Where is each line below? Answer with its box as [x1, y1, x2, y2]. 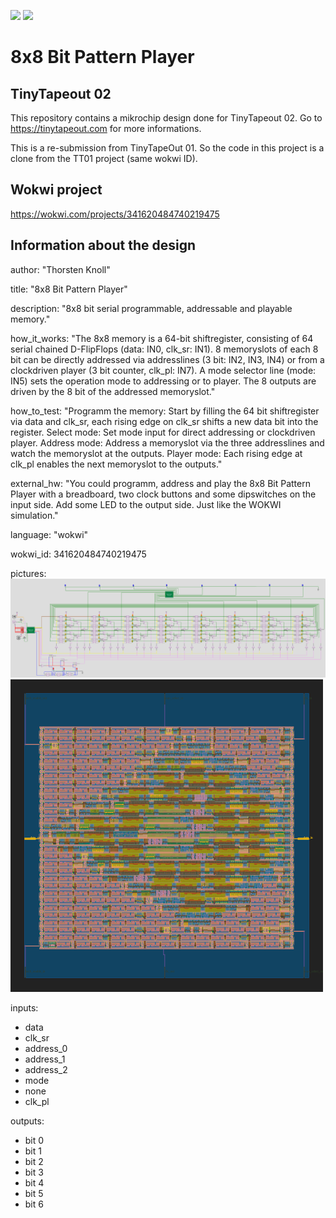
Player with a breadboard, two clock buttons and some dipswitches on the [10, 488, 317, 500]
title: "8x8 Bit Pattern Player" [10, 283, 128, 295]
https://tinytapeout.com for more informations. [10, 123, 202, 134]
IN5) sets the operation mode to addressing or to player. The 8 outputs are [10, 375, 317, 387]
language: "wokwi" [10, 528, 89, 540]
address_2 [24, 1063, 68, 1075]
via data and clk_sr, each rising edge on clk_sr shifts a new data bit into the [10, 415, 319, 427]
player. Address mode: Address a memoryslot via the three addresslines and [10, 436, 325, 449]
